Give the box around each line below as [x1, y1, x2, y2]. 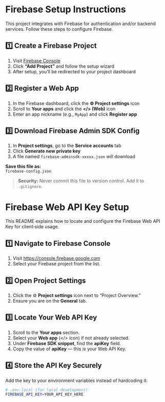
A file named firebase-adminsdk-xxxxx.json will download [12, 154, 136, 160]
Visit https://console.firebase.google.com [12, 255, 100, 262]
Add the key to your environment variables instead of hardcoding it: [5, 377, 148, 384]
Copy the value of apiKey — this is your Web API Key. [12, 346, 127, 352]
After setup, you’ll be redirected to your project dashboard [12, 68, 136, 75]
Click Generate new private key [12, 148, 81, 154]
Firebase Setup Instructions [5, 4, 127, 15]
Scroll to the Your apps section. [12, 329, 80, 335]
